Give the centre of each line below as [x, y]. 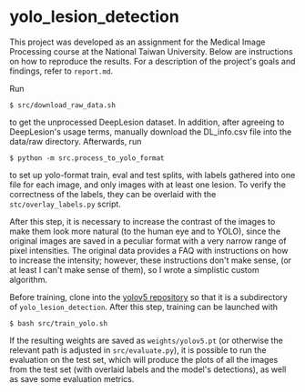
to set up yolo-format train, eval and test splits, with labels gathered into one [152, 175]
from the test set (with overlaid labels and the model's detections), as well [148, 369]
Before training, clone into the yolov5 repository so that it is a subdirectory [149, 297]
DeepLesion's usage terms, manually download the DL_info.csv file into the [151, 131]
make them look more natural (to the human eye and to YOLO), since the [145, 231]
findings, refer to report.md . [61, 71]
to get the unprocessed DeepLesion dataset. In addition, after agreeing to [147, 122]
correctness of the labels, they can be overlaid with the [113, 194]
